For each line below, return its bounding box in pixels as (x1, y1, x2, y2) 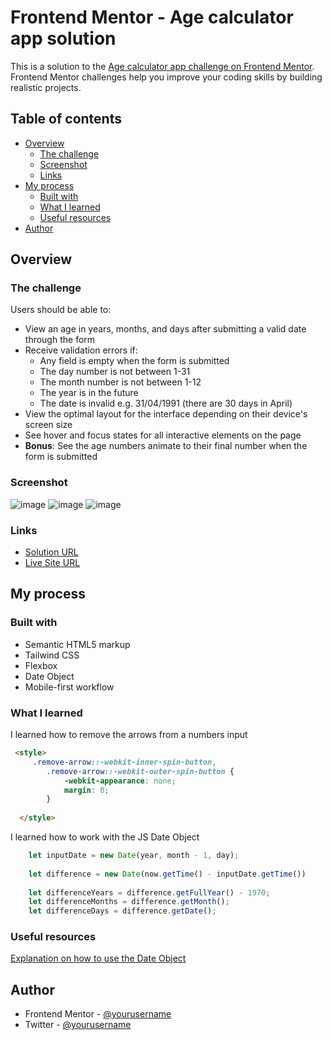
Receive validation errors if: (24, 344, 138, 356)
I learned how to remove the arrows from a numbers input (10, 729, 248, 741)
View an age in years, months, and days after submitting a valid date (24, 323, 307, 335)
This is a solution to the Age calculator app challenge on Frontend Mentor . (10, 60, 315, 72)
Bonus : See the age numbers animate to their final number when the (24, 440, 308, 452)
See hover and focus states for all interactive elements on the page (24, 429, 302, 441)
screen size (24, 419, 73, 431)
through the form (24, 334, 96, 346)
